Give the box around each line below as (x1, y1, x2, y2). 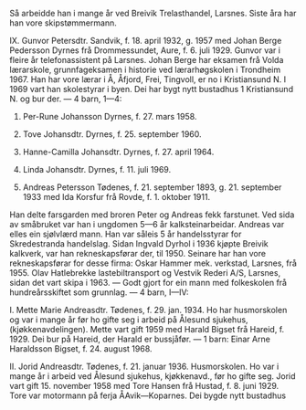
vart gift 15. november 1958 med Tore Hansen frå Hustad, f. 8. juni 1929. (9, 381, 280, 391)
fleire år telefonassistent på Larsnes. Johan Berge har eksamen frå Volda (9, 55, 284, 65)
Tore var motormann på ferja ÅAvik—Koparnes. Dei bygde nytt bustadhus (9, 390, 286, 401)
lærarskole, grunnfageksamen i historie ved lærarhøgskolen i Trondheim (9, 64, 281, 75)
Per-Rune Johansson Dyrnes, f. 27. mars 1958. (22, 111, 197, 121)
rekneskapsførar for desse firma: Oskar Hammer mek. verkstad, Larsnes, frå (9, 258, 297, 268)
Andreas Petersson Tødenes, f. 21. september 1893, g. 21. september (22, 182, 282, 193)
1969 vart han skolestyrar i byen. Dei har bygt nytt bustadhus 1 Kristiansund (9, 84, 294, 94)
